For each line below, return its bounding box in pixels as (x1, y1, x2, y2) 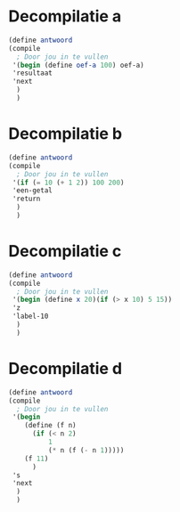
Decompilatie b (8, 124, 122, 144)
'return (12, 194, 41, 204)
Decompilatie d (8, 359, 122, 378)
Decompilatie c (8, 241, 122, 262)
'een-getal (12, 186, 53, 195)
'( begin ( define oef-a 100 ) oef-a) (12, 61, 144, 69)
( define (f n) (24, 421, 77, 430)
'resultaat (12, 69, 53, 77)
